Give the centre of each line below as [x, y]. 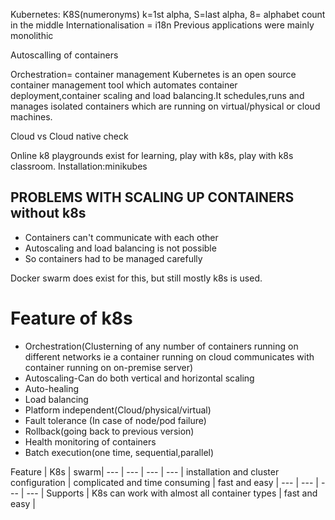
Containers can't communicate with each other [121, 237]
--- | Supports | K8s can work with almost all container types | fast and [172, 493]
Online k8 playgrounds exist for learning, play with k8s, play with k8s [152, 155]
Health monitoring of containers [90, 441]
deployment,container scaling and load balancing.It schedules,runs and [157, 95]
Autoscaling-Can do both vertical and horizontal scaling [139, 378]
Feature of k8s [71, 318]
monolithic [32, 35]
